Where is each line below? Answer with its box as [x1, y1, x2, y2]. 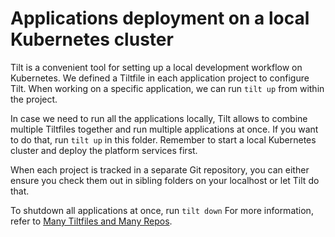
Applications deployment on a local [10, 7, 310, 30]
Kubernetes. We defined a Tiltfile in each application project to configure [10, 72, 310, 84]
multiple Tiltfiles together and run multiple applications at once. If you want [10, 123, 319, 135]
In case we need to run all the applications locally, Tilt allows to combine [10, 112, 308, 124]
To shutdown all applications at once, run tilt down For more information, [10, 204, 314, 216]
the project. [10, 93, 58, 105]
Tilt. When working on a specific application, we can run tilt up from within [10, 82, 325, 94]
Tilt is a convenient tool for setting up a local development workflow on [10, 61, 303, 73]
